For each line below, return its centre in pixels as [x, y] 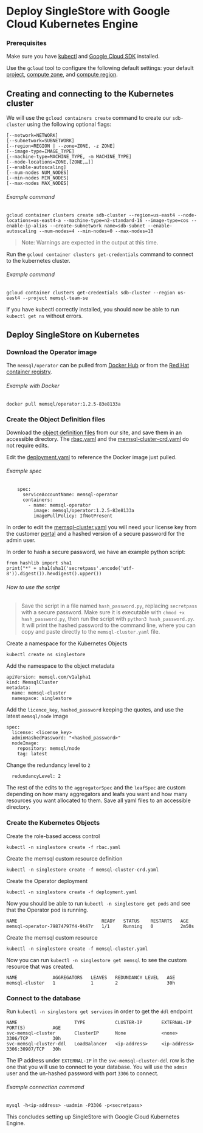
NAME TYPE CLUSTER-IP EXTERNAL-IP [99, 1022]
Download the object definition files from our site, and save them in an [94, 432]
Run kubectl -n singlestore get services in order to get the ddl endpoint [99, 1011]
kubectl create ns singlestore [46, 655]
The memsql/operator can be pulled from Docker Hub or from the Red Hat [98, 366]
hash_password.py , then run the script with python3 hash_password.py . [108, 619]
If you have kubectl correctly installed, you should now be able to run [93, 309]
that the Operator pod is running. [47, 910]
